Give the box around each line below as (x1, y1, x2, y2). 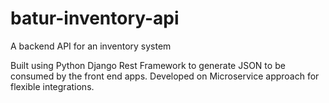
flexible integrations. (10, 80, 95, 92)
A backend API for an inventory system (10, 40, 172, 52)
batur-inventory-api (10, 7, 180, 30)
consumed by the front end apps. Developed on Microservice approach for (10, 70, 320, 82)
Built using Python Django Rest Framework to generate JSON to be (10, 59, 286, 71)
